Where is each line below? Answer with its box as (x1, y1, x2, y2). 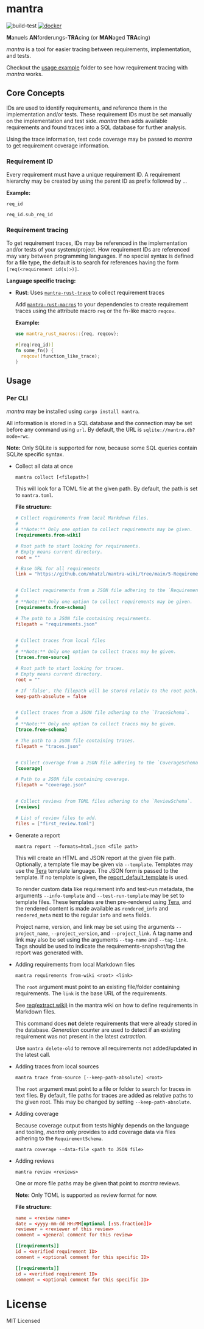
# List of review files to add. (15, 815, 97, 821)
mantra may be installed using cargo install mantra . (6, 407, 140, 415)
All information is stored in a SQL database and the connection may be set (6, 420, 192, 427)
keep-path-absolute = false (15, 693, 86, 699)
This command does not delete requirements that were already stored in (15, 1020, 197, 1027)
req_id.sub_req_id (6, 212, 53, 218)
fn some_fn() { (15, 348, 54, 354)
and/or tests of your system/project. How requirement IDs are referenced (6, 246, 190, 253)
